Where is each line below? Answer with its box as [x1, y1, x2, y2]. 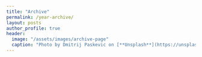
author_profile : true [6, 25, 61, 31]
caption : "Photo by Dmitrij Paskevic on [11, 42, 114, 48]
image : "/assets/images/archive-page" [11, 36, 109, 42]
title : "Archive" [6, 8, 50, 15]
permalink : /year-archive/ [6, 14, 74, 20]
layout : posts [6, 20, 42, 26]
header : [6, 31, 26, 37]
